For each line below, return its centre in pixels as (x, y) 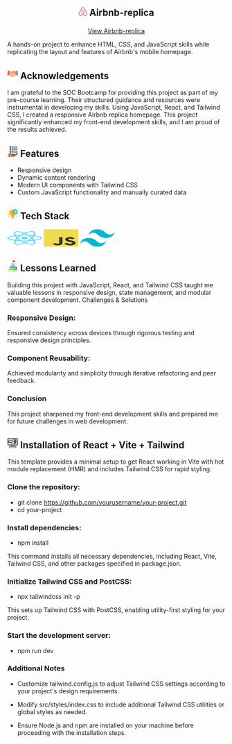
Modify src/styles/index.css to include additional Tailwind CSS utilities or (121, 704)
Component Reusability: (49, 358)
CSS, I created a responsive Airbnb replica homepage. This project (102, 115)
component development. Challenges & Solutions (78, 300)
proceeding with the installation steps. (72, 732)
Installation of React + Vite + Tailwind (102, 445)
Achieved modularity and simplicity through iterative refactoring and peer (112, 373)
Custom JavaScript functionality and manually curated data (102, 192)
